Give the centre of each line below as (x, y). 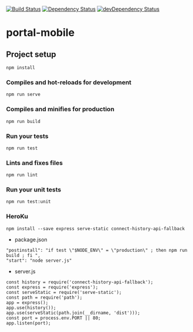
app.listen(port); (28, 323)
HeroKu (17, 217)
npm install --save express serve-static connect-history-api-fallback (95, 228)
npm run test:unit (28, 202)
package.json (31, 239)
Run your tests (27, 136)
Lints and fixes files (35, 163)
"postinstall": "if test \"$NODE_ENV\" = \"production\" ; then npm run (97, 250)
